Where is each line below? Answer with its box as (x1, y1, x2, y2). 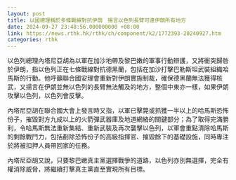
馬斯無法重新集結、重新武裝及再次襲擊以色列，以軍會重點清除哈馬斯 (31, 124, 229, 132)
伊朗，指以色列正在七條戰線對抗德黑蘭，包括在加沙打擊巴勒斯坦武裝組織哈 (13, 65, 229, 74)
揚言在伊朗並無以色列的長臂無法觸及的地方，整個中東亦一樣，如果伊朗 (25, 83, 229, 91)
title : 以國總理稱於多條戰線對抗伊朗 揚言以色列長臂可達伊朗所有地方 (7, 17, 186, 24)
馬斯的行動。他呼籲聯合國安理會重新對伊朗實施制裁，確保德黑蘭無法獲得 (7, 74, 216, 83)
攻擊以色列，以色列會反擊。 (7, 92, 88, 100)
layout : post (7, 10, 46, 18)
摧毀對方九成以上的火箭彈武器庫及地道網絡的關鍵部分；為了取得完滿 (25, 115, 223, 123)
